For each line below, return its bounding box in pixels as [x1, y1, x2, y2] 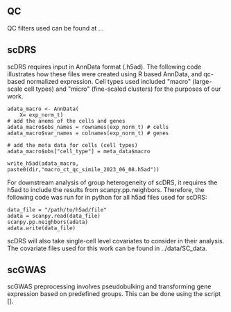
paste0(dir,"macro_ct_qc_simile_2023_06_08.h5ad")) [7, 166, 160, 173]
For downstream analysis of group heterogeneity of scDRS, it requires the [7, 178, 218, 187]
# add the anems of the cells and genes [7, 117, 126, 124]
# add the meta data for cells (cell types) [7, 141, 138, 148]
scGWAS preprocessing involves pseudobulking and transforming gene [7, 282, 212, 291]
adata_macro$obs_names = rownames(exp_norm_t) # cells [7, 123, 169, 130]
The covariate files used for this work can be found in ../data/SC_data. [7, 244, 207, 252]
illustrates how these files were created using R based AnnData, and [7, 69, 203, 78]
